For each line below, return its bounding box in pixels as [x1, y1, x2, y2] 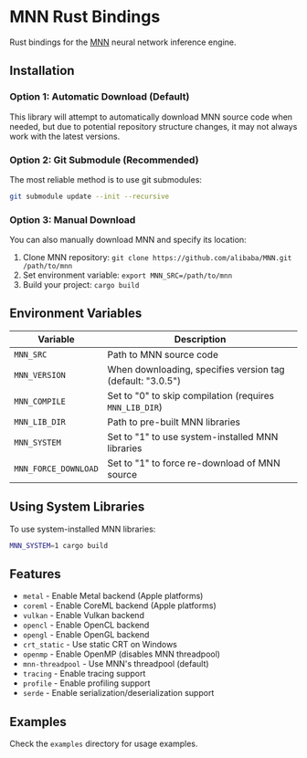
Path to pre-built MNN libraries [107, 416, 240, 428]
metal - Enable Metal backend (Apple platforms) [22, 591, 204, 602]
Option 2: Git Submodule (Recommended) [9, 153, 199, 166]
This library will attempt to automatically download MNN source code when [9, 111, 293, 122]
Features [9, 566, 61, 582]
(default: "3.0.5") [107, 374, 181, 387]
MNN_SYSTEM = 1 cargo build [9, 541, 108, 550]
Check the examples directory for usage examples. [9, 738, 198, 750]
